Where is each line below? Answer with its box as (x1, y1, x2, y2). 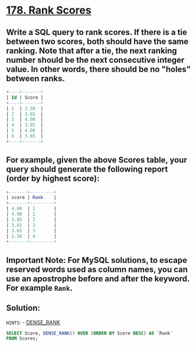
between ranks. (6, 73, 65, 83)
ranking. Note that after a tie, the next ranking (6, 46, 177, 56)
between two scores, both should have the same (6, 36, 189, 46)
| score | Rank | (6, 195, 57, 201)
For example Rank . (6, 282, 73, 293)
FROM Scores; (6, 336, 38, 342)
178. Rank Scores (6, 4, 92, 17)
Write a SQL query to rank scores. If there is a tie (6, 27, 187, 37)
